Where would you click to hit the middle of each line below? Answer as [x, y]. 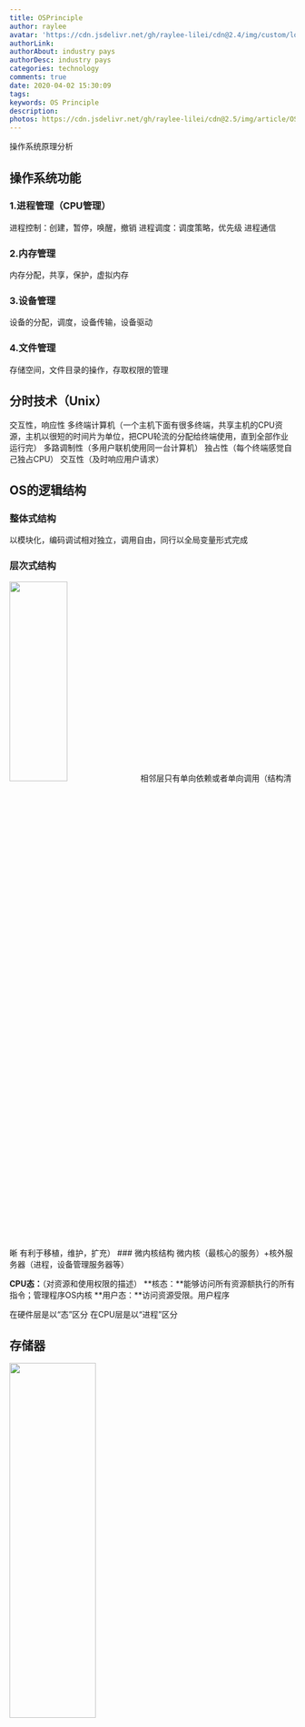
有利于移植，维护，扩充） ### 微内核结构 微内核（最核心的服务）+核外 [152, 1253]
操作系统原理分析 [41, 146]
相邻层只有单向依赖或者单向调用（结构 [212, 778]
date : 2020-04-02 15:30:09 [60, 86]
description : [34, 111]
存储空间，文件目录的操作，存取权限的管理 [89, 369]
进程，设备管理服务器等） [81, 1264]
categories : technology [54, 69]
